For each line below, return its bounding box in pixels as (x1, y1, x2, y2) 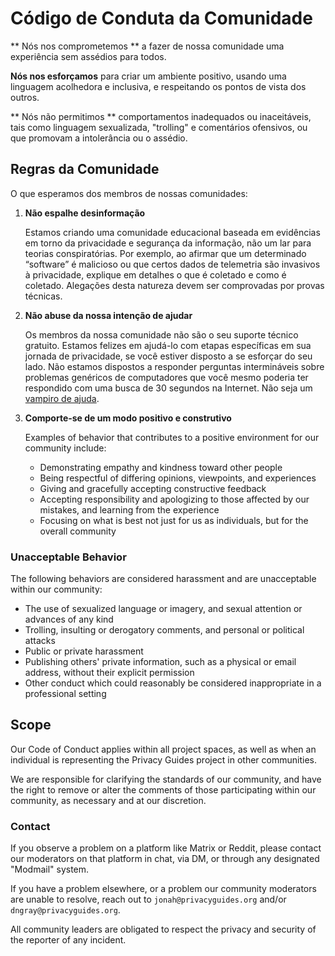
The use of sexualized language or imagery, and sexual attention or (24, 603, 303, 615)
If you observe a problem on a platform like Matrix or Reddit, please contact (10, 842, 322, 854)
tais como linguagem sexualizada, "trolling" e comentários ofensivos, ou (10, 121, 308, 133)
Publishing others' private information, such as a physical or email (24, 656, 297, 668)
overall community (39, 525, 117, 537)
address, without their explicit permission (24, 667, 195, 679)
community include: (24, 442, 107, 454)
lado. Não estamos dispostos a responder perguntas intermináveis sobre (24, 360, 325, 372)
